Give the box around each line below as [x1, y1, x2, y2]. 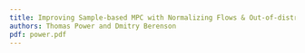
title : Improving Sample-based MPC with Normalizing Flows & [9, 13, 246, 22]
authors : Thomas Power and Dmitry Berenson [9, 22, 177, 31]
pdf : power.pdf [9, 30, 67, 39]
